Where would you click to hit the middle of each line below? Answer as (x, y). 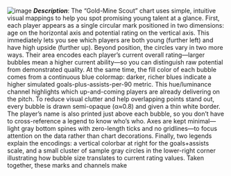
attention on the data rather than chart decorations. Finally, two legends (110, 136)
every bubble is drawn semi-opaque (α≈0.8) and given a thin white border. (114, 106)
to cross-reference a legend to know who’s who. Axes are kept (97, 121)
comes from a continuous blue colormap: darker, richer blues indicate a (109, 77)
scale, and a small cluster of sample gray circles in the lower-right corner (112, 150)
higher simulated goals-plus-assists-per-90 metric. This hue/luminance (109, 84)
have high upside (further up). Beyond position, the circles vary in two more (115, 47)
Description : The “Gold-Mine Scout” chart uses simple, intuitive (125, 11)
